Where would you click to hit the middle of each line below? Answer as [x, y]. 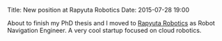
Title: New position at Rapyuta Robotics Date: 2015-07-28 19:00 [98, 10]
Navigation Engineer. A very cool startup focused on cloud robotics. [104, 30]
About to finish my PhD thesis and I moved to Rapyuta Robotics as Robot [111, 23]
